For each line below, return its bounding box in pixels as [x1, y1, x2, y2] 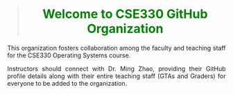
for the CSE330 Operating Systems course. [7, 51, 131, 59]
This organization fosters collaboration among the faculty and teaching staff [7, 44, 226, 52]
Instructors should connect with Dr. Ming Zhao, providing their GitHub [7, 64, 226, 73]
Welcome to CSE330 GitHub [42, 6, 208, 22]
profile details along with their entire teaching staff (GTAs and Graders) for [7, 72, 226, 80]
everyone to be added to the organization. [7, 79, 128, 87]
